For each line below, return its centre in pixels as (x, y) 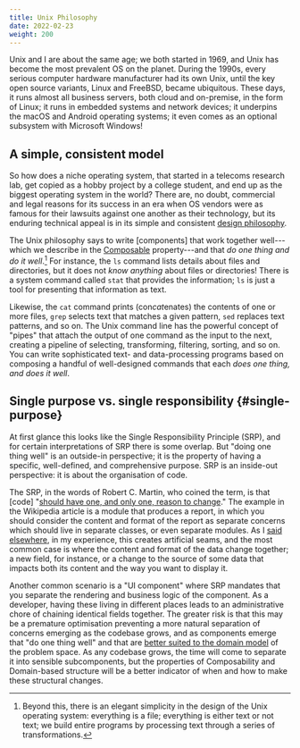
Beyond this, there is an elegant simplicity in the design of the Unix (145, 706)
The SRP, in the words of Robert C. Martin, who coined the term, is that (140, 492)
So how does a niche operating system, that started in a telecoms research (147, 176)
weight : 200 (31, 34)
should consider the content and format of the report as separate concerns (147, 520)
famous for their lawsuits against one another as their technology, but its (142, 214)
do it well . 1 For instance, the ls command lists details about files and (135, 260)
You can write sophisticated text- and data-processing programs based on (146, 354)
